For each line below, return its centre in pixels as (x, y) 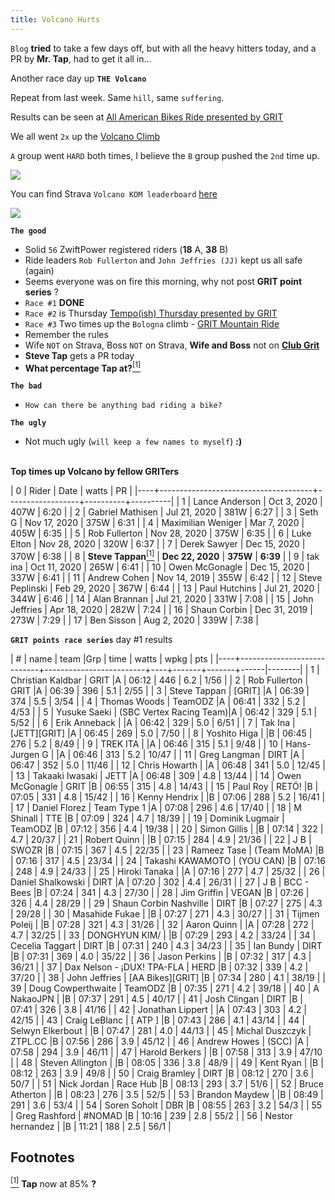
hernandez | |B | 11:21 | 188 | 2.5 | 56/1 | (91, 1126)
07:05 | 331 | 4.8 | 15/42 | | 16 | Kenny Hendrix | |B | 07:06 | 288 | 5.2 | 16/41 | (168, 797)
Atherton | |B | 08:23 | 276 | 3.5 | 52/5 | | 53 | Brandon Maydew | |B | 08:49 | (167, 1094)
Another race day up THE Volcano (78, 78)
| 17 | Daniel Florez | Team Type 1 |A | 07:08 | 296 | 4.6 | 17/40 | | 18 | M (156, 807)
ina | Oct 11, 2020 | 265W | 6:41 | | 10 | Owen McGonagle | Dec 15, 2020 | (160, 567)
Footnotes (42, 1157)
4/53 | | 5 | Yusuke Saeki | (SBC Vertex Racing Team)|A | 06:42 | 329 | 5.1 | (164, 712)
